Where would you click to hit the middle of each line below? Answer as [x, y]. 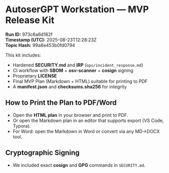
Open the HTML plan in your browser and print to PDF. [70, 115]
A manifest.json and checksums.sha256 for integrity [70, 86]
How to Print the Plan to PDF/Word [61, 103]
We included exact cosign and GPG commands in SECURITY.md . [79, 165]
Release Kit [30, 20]
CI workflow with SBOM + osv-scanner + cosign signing [73, 70]
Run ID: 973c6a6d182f [29, 34]
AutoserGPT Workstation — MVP [77, 9]
